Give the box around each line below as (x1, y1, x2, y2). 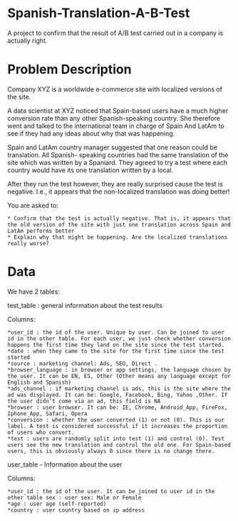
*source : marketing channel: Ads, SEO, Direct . (7, 359, 158, 367)
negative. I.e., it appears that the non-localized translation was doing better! (7, 187, 230, 196)
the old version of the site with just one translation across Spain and (7, 221, 232, 228)
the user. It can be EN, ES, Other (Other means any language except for (7, 372, 232, 379)
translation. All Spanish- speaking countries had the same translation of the (7, 150, 229, 159)
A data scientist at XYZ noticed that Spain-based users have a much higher (7, 106, 229, 115)
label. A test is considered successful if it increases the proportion (7, 422, 228, 430)
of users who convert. (7, 429, 75, 436)
